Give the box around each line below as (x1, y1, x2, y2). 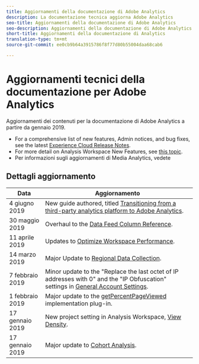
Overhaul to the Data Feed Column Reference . (45, 220, 173, 228)
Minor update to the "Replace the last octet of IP (45, 267, 179, 276)
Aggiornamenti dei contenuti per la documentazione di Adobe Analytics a (6, 117, 185, 125)
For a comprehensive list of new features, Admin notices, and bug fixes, (14, 135, 191, 143)
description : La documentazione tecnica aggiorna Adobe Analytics (6, 14, 174, 20)
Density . (45, 320, 68, 328)
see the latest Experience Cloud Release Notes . (14, 141, 131, 148)
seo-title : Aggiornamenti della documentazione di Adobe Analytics (6, 20, 176, 26)
